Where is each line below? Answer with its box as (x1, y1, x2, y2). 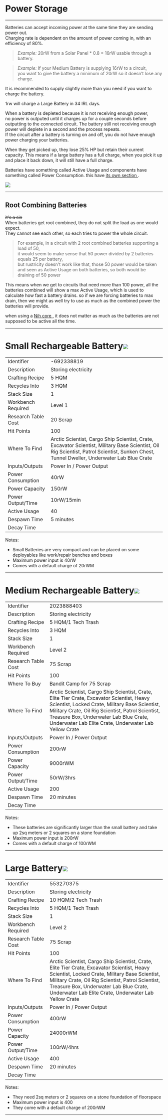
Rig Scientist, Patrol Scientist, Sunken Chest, (50, 448, 155, 455)
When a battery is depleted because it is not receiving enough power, (5, 110, 148, 116)
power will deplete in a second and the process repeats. (5, 126, 121, 132)
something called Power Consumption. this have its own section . (5, 172, 139, 178)
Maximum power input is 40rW (12, 557, 76, 563)
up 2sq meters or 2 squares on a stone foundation (12, 830, 116, 836)
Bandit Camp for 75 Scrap (49, 680, 111, 687)
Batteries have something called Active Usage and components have (5, 167, 147, 173)
